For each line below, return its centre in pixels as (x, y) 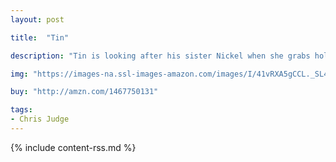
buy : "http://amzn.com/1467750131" (84, 92)
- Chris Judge (40, 119)
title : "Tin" (40, 37)
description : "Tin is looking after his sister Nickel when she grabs (160, 56)
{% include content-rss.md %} (73, 147)
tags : (21, 110)
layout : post (37, 19)
